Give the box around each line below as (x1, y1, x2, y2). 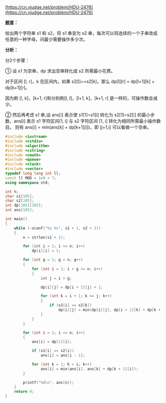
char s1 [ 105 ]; (5, 194, 35, 199)
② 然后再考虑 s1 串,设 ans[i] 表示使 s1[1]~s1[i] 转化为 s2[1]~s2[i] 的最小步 (5, 112, 155, 118)
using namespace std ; (5, 180, 50, 185)
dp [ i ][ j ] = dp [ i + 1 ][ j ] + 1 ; (40, 285, 103, 290)
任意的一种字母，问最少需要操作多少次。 (5, 37, 88, 42)
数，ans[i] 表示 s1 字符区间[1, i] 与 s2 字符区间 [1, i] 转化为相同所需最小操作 (5, 118, 157, 124)
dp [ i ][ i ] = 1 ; (31, 249, 61, 253)
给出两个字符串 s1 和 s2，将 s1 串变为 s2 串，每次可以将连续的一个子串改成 (5, 30, 158, 36)
